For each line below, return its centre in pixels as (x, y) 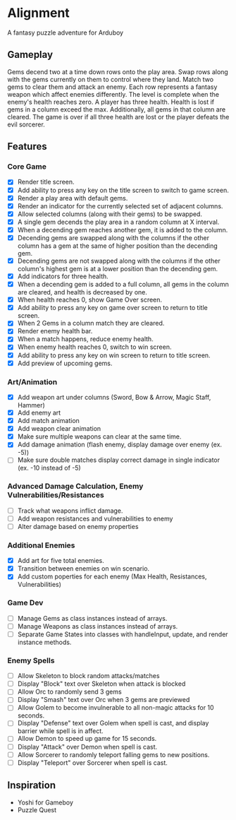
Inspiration (32, 785)
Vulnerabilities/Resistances (56, 495)
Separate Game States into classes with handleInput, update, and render (123, 634)
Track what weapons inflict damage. (70, 511)
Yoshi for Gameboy (45, 802)
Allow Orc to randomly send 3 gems (69, 692)
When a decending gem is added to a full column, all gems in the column (123, 285)
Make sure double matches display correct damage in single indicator (119, 460)
